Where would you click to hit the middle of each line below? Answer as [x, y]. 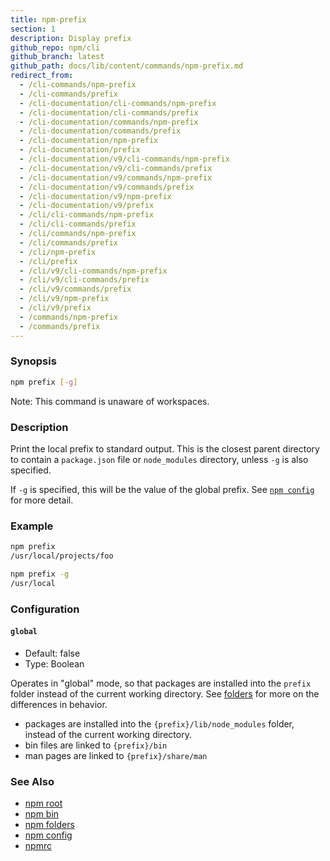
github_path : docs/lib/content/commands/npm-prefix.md [127, 66]
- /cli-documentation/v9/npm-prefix [95, 196]
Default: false [52, 653]
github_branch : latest [57, 57]
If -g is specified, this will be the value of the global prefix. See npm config [162, 489]
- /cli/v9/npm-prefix [64, 299]
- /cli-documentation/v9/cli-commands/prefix [116, 168]
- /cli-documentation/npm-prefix [89, 141]
